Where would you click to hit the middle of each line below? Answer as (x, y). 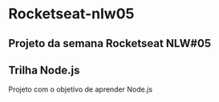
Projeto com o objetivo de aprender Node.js (81, 89)
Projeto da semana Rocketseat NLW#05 (109, 43)
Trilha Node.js (44, 70)
